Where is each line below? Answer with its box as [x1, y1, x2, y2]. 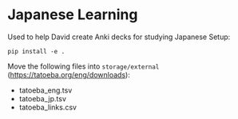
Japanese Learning [7, 6, 138, 24]
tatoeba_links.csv [18, 102, 77, 112]
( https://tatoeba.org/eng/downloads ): [7, 69, 131, 79]
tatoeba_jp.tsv [18, 93, 67, 103]
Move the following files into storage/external [7, 61, 160, 71]
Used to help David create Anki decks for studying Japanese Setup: [7, 32, 231, 42]
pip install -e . [7, 47, 65, 55]
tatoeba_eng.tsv [18, 85, 73, 95]
